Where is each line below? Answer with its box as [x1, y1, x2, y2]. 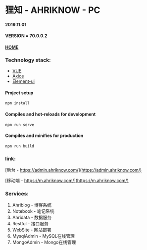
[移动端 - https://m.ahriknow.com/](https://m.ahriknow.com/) [5, 178, 129, 184]
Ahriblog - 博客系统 [12, 202, 52, 208]
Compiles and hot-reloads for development [5, 111, 96, 117]
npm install [5, 101, 30, 106]
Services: [5, 190, 29, 197]
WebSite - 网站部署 [12, 227, 51, 233]
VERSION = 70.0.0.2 [5, 33, 48, 39]
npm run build [5, 143, 35, 149]
